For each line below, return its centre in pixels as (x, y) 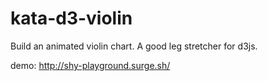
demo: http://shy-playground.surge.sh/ (90, 65)
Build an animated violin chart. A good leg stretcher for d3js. (134, 46)
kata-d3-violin (71, 18)
